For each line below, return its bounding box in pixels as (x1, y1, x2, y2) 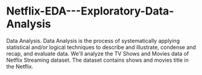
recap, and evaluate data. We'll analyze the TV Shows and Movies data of (6, 50, 189, 57)
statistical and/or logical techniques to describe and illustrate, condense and (6, 44, 196, 51)
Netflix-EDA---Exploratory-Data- (6, 4, 174, 18)
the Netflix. (6, 62, 34, 70)
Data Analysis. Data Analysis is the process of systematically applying (6, 37, 180, 44)
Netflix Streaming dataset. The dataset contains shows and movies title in (6, 56, 189, 64)
